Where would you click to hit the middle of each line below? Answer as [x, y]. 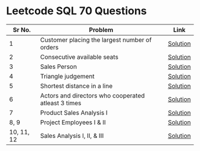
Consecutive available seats [79, 56]
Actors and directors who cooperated [93, 95]
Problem [101, 30]
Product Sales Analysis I [74, 112]
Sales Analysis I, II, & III [72, 136]
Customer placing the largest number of [96, 40]
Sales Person [59, 67]
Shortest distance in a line [76, 86]
